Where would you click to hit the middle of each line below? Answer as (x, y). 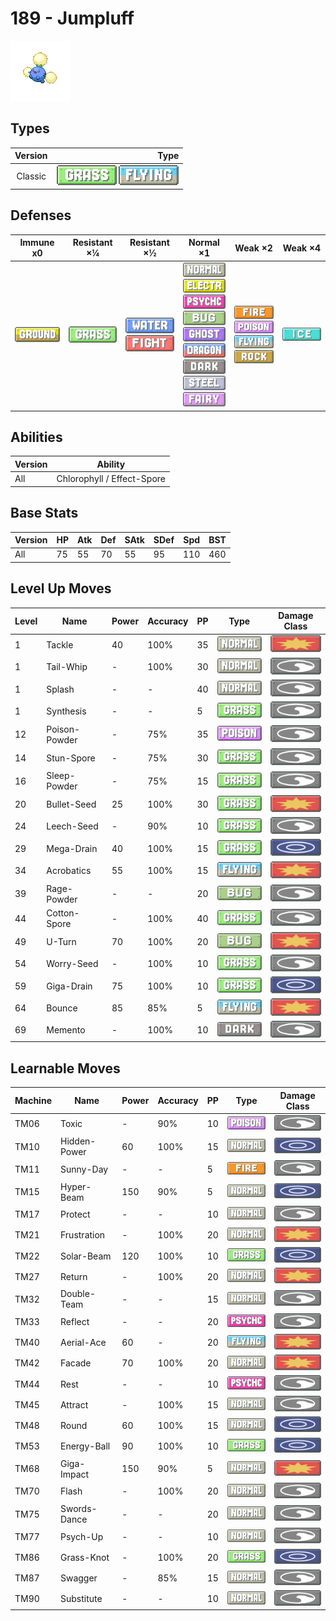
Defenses (41, 215)
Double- (77, 1294)
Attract (74, 1404)
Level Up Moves (61, 588)
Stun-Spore (71, 758)
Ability (111, 464)
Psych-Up (81, 1536)
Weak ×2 (253, 248)
